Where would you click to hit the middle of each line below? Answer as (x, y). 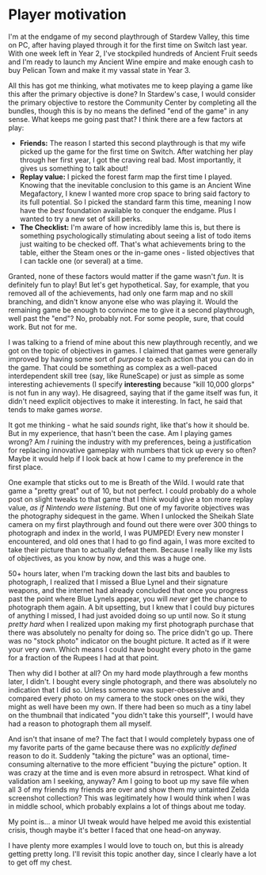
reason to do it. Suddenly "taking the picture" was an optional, (110, 755)
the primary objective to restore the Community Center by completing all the (133, 102)
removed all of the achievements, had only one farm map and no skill (121, 293)
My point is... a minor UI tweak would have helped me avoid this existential (130, 821)
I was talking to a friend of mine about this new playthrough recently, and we (133, 342)
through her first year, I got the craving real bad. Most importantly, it (130, 159)
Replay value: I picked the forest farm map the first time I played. (126, 177)
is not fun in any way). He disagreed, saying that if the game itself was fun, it (133, 392)
